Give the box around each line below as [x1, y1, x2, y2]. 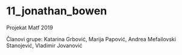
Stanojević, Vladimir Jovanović [6, 42, 83, 49]
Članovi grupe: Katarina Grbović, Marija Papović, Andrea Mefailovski [6, 35, 177, 42]
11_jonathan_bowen [6, 4, 107, 18]
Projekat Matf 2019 [6, 24, 53, 31]
